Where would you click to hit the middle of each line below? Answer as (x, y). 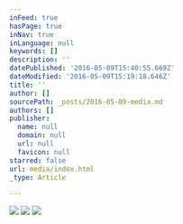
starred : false (38, 160)
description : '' (40, 60)
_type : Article (38, 177)
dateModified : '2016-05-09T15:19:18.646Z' (90, 77)
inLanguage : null (42, 43)
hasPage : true (36, 26)
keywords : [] (34, 51)
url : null (36, 144)
